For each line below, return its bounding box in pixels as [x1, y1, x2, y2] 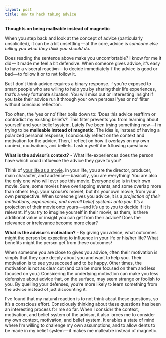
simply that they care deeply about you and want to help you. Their [5, 254, 142, 260]
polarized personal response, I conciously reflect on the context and [5, 132, 145, 138]
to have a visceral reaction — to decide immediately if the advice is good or [5, 65, 158, 72]
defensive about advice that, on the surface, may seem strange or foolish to [5, 276, 160, 282]
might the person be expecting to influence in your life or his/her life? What [5, 235, 158, 241]
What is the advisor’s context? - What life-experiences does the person [5, 152, 154, 158]
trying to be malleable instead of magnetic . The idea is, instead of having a [5, 127, 160, 133]
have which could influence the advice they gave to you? [5, 157, 121, 163]
